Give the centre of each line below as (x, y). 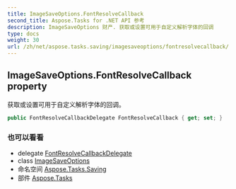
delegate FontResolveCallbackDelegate (75, 153)
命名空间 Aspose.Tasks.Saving (62, 169)
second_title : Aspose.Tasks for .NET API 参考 (76, 21)
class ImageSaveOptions (54, 161)
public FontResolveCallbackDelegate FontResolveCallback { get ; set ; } (115, 118)
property (27, 87)
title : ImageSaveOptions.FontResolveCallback (75, 14)
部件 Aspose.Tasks (45, 178)
